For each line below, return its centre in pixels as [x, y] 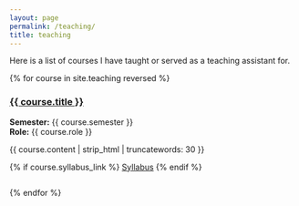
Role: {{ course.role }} [51, 131]
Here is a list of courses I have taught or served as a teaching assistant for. [150, 61]
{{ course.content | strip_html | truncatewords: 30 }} [107, 149]
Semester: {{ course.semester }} [72, 122]
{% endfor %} [36, 192]
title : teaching [40, 35]
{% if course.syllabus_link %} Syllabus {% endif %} [106, 167]
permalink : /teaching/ [52, 26]
